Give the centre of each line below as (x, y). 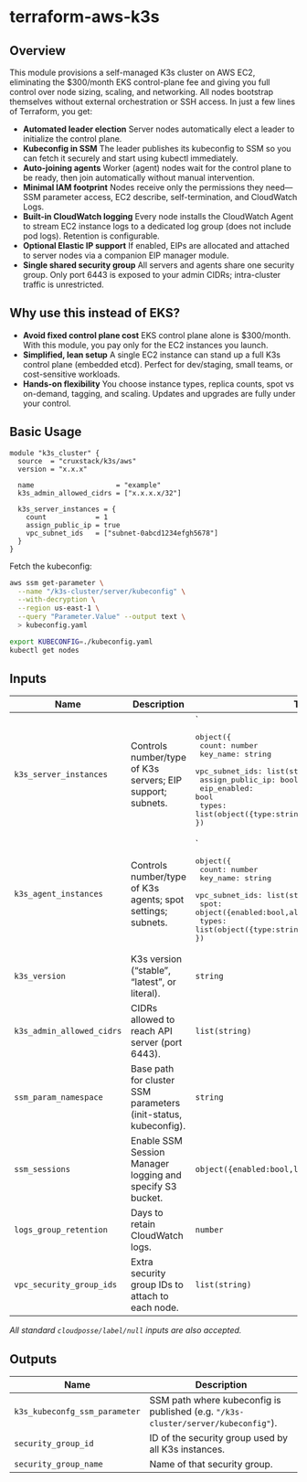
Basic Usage (46, 432)
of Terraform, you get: (51, 111)
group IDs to (158, 1285)
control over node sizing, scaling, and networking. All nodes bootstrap (142, 92)
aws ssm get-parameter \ (57, 582)
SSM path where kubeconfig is (215, 1401)
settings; (149, 912)
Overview (38, 51)
